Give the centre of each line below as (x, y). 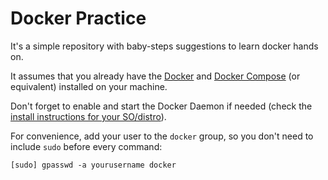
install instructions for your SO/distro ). (88, 116)
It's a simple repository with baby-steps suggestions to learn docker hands (164, 46)
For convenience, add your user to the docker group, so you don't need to (162, 136)
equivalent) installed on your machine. (89, 86)
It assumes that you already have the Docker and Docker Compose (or (155, 76)
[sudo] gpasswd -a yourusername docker (93, 165)
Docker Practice (78, 18)
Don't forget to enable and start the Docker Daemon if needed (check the (161, 106)
